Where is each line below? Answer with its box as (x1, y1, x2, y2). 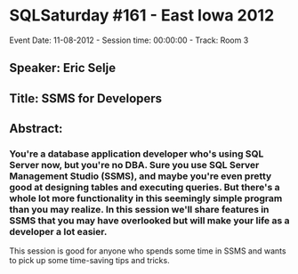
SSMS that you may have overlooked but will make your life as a (9, 214, 290, 227)
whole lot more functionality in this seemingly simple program (9, 192, 283, 205)
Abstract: (9, 121, 63, 136)
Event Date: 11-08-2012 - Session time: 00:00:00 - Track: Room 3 (9, 35, 249, 45)
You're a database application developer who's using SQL (9, 148, 264, 160)
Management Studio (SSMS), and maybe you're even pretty (9, 170, 272, 182)
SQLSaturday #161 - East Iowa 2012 (9, 5, 275, 26)
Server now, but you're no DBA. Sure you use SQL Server (9, 159, 260, 172)
